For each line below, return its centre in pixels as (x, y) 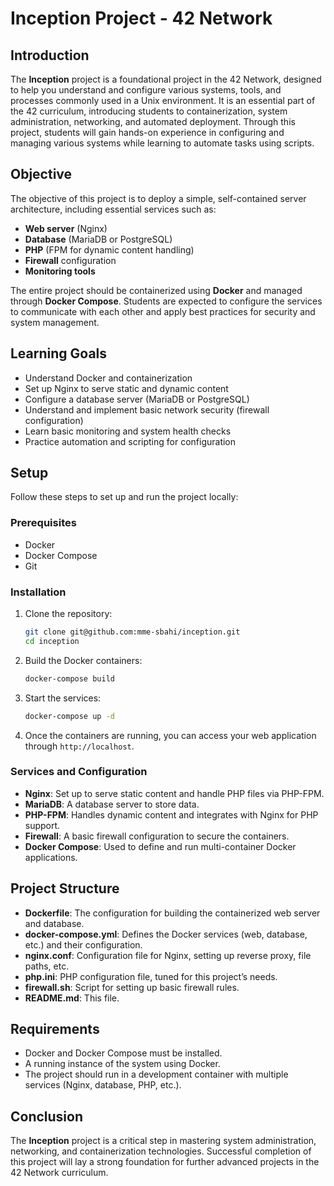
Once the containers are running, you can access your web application (170, 735)
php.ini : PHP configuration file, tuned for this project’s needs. (151, 976)
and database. (54, 923)
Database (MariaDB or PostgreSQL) (98, 239)
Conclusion (47, 1116)
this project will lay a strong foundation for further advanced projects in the (165, 1162)
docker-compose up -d (69, 716)
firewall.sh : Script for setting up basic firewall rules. (132, 987)
